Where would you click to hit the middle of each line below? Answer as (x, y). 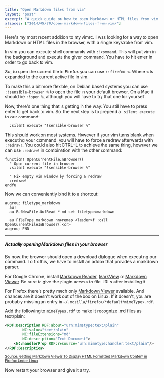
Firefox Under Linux (21, 361)
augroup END (17, 229)
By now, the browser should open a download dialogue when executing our (81, 257)
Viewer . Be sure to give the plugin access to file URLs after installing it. (76, 282)
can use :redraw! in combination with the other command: (64, 150)
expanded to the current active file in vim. (47, 77)
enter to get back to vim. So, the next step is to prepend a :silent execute (80, 112)
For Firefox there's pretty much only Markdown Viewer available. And (75, 291)
